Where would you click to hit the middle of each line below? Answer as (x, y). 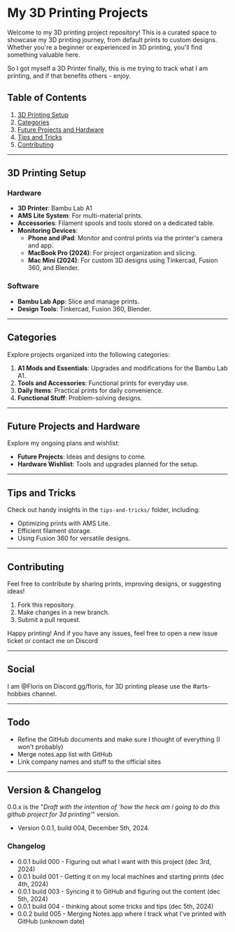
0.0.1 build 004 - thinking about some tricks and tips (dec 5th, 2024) (115, 906)
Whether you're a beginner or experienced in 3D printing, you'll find (105, 47)
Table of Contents (47, 98)
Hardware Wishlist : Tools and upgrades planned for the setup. (108, 464)
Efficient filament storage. (55, 531)
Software (23, 286)
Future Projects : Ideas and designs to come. (82, 457)
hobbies (19, 694)
